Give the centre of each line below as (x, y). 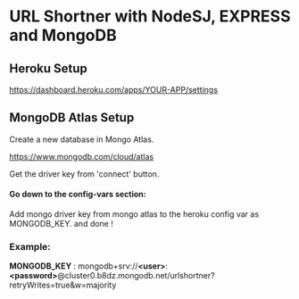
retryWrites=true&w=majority (63, 285)
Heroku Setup (48, 68)
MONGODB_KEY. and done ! (61, 224)
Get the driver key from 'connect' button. (84, 174)
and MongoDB (63, 35)
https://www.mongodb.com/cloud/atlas (82, 156)
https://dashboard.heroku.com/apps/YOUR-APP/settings (114, 90)
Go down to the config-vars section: (78, 195)
